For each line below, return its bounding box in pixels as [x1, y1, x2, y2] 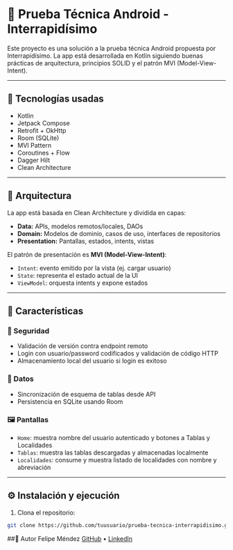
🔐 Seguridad [7, 326, 50, 336]
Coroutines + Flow [17, 148, 71, 157]
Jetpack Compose [17, 118, 71, 127]
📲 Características [7, 305, 84, 317]
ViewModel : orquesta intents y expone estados [17, 278, 148, 287]
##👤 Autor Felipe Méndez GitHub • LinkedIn [7, 534, 133, 542]
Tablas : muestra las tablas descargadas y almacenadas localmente [17, 448, 209, 457]
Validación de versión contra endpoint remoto [17, 342, 148, 350]
